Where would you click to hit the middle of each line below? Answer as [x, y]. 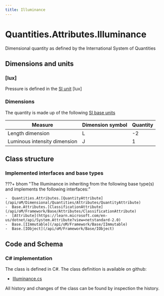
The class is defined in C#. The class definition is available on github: [76, 269]
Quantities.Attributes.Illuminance [76, 34]
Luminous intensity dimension [42, 141]
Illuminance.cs [27, 279]
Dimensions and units [40, 63]
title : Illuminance [25, 10]
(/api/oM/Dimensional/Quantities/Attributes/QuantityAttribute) [73, 203]
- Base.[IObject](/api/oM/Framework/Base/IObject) [60, 229]
